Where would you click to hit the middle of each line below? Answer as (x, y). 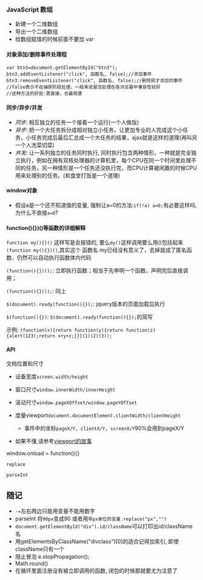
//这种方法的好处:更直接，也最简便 (44, 93)
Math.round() (32, 564)
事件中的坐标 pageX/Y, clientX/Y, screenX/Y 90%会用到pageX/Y (104, 428)
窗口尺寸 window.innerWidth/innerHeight (65, 390)
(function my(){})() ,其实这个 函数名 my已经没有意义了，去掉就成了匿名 (96, 250)
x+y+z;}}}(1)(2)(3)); (85, 336)
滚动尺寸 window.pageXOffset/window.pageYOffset (76, 402)
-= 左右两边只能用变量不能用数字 (55, 511)
